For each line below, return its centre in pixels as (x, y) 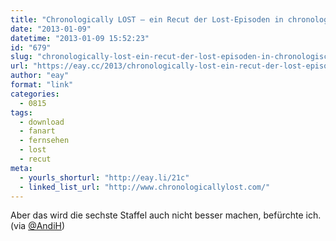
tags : (21, 112)
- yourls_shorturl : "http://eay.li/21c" (104, 177)
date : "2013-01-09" (51, 29)
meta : (21, 168)
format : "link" (42, 85)
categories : (35, 94)
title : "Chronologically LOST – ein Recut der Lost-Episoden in (147, 19)
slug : (21, 57)
